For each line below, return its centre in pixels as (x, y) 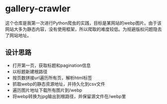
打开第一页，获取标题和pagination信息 (51, 65)
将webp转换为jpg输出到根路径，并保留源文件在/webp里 (69, 96)
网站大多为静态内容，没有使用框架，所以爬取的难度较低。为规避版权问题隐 (81, 29)
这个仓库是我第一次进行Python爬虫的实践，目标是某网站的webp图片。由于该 (83, 23)
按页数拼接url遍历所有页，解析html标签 (52, 78)
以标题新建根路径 (30, 71)
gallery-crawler (38, 9)
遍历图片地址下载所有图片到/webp (47, 90)
